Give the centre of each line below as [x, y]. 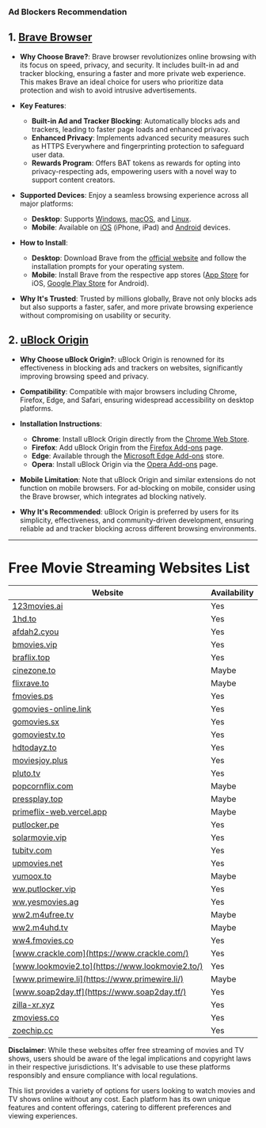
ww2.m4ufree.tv [43, 915]
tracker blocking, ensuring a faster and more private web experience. [133, 73]
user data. [48, 154]
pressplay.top [38, 799]
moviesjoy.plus [40, 761]
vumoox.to [32, 876]
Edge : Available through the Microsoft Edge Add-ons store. [128, 456]
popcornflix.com [43, 786]
